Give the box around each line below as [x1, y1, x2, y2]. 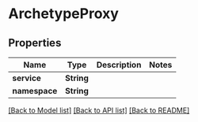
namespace [12, 86, 58, 96]
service [12, 72, 42, 83]
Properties [8, 36, 62, 50]
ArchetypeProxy [8, 5, 119, 23]
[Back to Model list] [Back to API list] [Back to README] [8, 105, 190, 115]
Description [96, 60, 142, 70]
